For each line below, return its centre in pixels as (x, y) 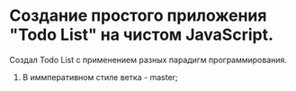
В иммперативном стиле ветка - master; (100, 77)
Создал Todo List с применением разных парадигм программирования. (148, 59)
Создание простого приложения (138, 16)
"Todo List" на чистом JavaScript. (142, 35)
